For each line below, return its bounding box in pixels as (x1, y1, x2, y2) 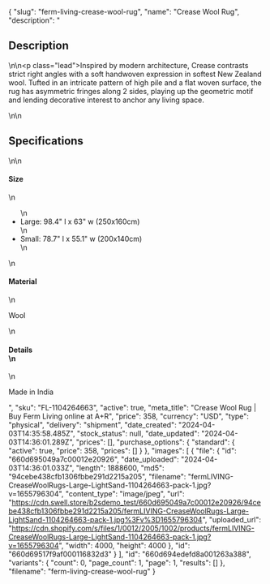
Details (8, 345, 33, 354)
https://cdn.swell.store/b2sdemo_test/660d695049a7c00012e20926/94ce (11, 498, 262, 508)
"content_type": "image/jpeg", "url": (65, 489, 185, 499)
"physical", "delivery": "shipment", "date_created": (8, 420, 177, 430)
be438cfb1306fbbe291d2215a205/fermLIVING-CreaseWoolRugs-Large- (8, 506, 250, 516)
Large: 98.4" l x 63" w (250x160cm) (19, 217, 140, 226)
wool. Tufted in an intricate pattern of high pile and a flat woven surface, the (8, 77, 262, 88)
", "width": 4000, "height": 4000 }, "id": (58, 541, 191, 551)
